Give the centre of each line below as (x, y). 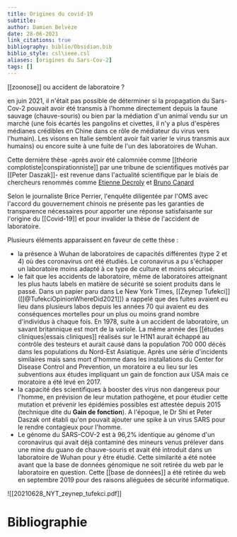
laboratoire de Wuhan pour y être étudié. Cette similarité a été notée (117, 457)
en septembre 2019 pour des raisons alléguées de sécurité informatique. (123, 480)
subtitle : (22, 21)
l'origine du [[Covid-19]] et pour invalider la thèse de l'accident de (103, 218)
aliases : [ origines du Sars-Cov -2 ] (60, 60)
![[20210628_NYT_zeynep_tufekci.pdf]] (65, 493)
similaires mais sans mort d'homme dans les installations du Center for (121, 359)
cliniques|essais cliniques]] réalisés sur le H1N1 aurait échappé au (114, 336)
